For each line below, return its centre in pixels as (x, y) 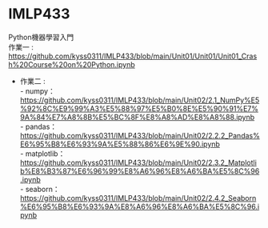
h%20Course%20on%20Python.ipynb (72, 64)
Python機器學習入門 (41, 37)
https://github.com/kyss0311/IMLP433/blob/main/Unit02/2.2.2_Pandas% (140, 135)
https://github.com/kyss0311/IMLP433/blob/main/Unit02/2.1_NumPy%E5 (140, 100)
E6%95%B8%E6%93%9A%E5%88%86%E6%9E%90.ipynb (120, 144)
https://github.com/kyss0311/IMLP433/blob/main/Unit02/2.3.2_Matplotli (138, 162)
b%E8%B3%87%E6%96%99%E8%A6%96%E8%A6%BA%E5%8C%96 (140, 171)
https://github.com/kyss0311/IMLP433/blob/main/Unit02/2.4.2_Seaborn (138, 198)
